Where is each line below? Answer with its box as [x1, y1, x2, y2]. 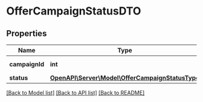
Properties [6, 28, 47, 39]
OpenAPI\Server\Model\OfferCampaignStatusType [50, 74, 200, 82]
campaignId [9, 60, 44, 68]
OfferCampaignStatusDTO [6, 4, 141, 18]
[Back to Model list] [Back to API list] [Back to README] [6, 89, 145, 96]
